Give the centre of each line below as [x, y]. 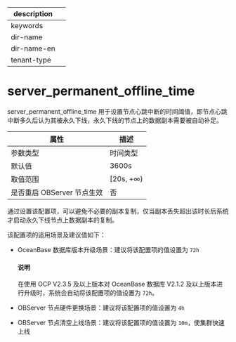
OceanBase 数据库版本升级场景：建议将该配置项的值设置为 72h [108, 249]
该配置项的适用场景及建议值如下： [57, 235]
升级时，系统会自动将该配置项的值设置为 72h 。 [91, 293]
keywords [27, 26]
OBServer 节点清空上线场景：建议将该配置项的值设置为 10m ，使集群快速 [121, 323]
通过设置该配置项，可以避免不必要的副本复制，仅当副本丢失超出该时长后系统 [118, 211]
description [33, 14]
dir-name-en [33, 48]
